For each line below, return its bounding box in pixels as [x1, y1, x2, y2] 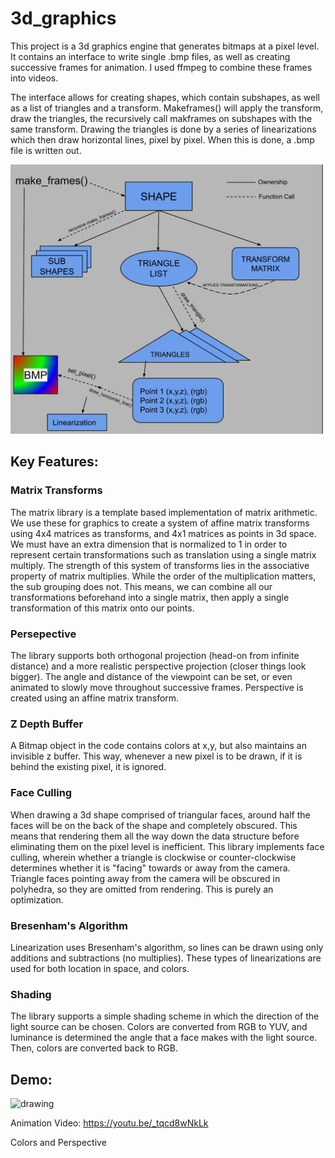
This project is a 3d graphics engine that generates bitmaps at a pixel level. [10, 40, 320, 52]
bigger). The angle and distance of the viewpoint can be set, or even [10, 671, 293, 683]
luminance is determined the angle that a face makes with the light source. [10, 1032, 318, 1044]
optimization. [10, 893, 64, 906]
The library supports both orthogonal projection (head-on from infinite [10, 650, 300, 662]
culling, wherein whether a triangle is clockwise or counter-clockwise [10, 851, 297, 863]
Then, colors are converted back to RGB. [10, 1042, 178, 1054]
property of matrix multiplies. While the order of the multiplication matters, [10, 570, 317, 582]
